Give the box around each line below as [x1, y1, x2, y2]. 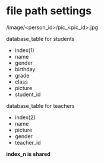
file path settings [6, 4, 92, 18]
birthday [14, 65, 36, 72]
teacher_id [14, 139, 41, 146]
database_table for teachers [6, 102, 75, 109]
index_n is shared [6, 150, 51, 158]
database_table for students [6, 35, 75, 42]
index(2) [14, 114, 36, 121]
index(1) [14, 46, 34, 54]
